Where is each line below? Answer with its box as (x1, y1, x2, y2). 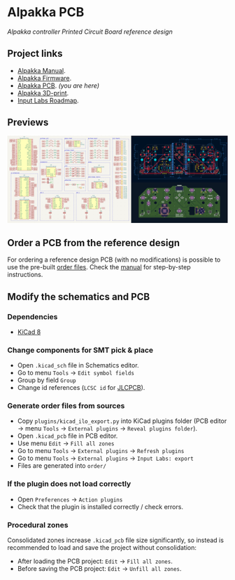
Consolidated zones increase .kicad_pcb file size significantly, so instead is (7, 536, 224, 544)
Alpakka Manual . (17, 66, 66, 74)
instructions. (7, 271, 43, 279)
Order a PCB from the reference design (7, 236, 180, 249)
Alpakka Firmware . (17, 74, 72, 82)
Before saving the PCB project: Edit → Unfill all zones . (17, 565, 182, 573)
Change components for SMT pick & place (7, 345, 154, 355)
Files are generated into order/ (17, 461, 107, 470)
